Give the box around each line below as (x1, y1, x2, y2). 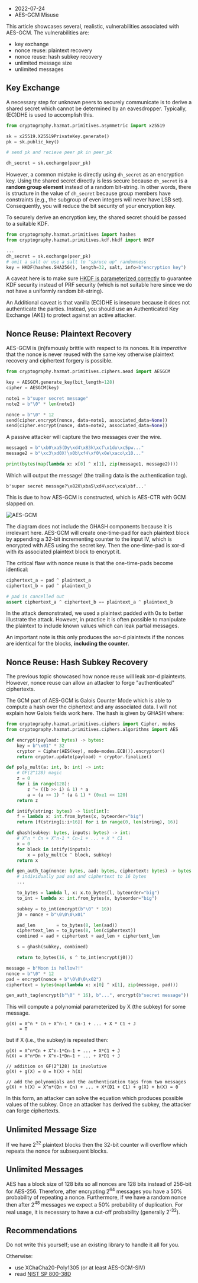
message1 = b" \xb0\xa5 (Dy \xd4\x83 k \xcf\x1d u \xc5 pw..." (6, 445, 144, 451)
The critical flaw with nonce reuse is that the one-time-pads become (6, 559, 174, 566)
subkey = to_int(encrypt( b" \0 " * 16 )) (17, 906, 112, 912)
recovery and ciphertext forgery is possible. (6, 357, 113, 364)
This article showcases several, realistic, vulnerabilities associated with (6, 23, 179, 30)
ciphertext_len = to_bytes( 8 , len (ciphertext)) (17, 928, 136, 934)
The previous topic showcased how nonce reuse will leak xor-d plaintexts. (6, 673, 187, 680)
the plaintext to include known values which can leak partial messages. (6, 622, 179, 630)
